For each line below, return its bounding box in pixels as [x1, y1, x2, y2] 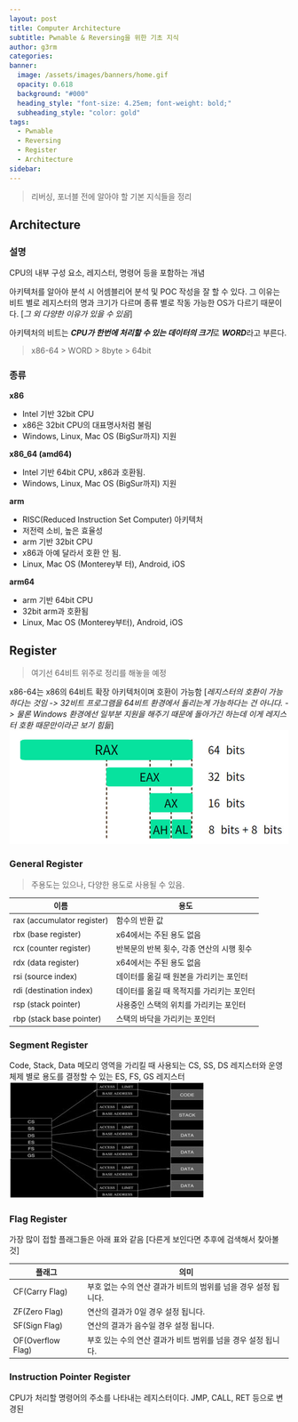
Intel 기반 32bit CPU [21, 408, 95, 419]
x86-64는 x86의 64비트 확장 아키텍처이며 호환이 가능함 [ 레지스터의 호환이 [9, 687, 267, 697]
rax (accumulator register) [12, 914, 109, 925]
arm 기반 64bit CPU [21, 594, 93, 605]
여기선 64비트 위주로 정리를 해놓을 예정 [30, 668, 167, 679]
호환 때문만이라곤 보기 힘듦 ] [18, 720, 114, 731]
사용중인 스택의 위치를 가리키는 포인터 [115, 999, 247, 1009]
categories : [9, 52, 53, 61]
